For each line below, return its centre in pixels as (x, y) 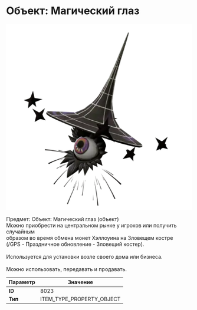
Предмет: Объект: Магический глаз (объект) (63, 219)
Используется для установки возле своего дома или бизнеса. (85, 256)
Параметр (22, 282)
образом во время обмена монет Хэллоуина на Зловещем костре (90, 238)
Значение (80, 282)
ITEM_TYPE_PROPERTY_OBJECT (81, 299)
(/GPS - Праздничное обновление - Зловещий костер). (75, 244)
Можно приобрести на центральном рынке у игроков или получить (91, 225)
